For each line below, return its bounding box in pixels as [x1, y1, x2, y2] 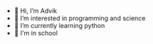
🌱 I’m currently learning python [14, 22, 105, 29]
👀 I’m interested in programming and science [14, 14, 146, 22]
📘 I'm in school [14, 29, 58, 37]
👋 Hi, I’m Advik [14, 7, 58, 15]
